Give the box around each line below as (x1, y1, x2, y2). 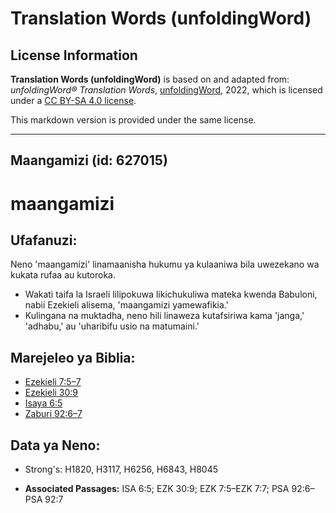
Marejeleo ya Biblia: (10, 349, 136, 366)
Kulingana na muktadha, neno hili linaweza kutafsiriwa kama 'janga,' (24, 310, 305, 322)
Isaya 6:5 (24, 397, 63, 409)
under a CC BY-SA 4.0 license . (10, 95, 137, 106)
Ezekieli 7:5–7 (24, 376, 82, 388)
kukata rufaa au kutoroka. (10, 269, 117, 281)
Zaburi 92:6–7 (24, 408, 83, 420)
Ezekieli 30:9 (24, 387, 79, 399)
